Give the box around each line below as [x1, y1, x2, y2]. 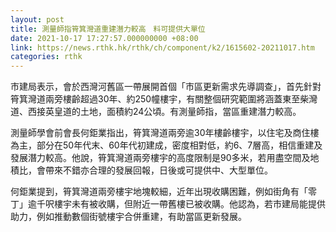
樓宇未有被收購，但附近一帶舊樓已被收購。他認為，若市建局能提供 [53, 198, 326, 210]
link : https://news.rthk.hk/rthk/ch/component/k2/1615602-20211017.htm [10, 42, 315, 53]
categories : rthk [10, 52, 83, 62]
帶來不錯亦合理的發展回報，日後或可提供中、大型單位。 [44, 164, 273, 176]
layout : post [10, 14, 65, 25]
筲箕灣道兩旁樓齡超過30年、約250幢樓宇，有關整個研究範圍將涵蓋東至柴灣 [10, 93, 318, 105]
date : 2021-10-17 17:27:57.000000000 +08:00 [10, 33, 199, 43]
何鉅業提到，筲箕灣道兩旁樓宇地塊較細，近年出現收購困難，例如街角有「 [10, 186, 308, 198]
